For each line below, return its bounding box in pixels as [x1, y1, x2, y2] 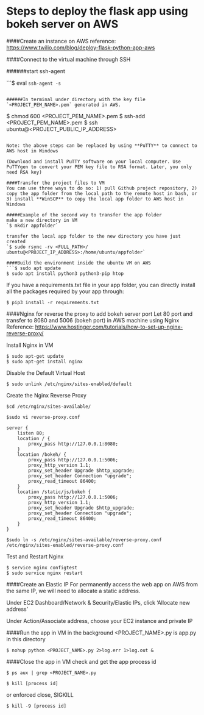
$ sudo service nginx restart [6, 570, 83, 576]
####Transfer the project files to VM [6, 180, 105, 186]
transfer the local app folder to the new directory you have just [6, 233, 181, 239]
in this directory [6, 635, 46, 642]
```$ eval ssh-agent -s [6, 79, 62, 87]
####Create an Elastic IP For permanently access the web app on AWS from [6, 580, 198, 588]
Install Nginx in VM [6, 341, 54, 349]
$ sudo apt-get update [6, 353, 64, 359]
